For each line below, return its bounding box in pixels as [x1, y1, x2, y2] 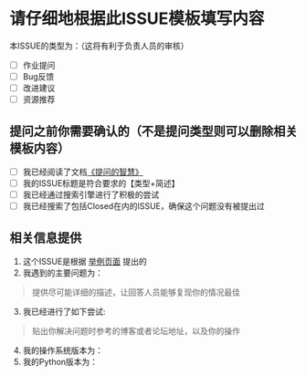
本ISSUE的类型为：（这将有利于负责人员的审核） [9, 40, 189, 51]
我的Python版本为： [22, 357, 99, 368]
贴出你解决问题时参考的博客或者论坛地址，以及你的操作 [31, 326, 240, 337]
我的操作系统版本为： [22, 345, 103, 356]
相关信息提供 [9, 230, 82, 245]
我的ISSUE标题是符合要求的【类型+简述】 [22, 178, 180, 189]
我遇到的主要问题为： [22, 267, 103, 278]
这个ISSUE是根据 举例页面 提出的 [22, 256, 148, 267]
